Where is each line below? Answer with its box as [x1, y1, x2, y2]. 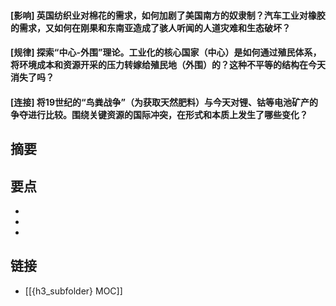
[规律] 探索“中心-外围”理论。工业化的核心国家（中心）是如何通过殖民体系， [10, 46, 322, 59]
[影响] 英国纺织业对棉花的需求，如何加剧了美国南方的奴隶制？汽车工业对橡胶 [10, 9, 326, 21]
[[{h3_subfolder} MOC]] [24, 285, 123, 297]
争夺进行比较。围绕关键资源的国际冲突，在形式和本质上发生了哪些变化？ [10, 108, 308, 120]
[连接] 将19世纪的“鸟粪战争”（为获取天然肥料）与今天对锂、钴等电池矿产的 [10, 96, 319, 108]
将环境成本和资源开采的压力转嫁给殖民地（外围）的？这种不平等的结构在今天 [10, 59, 326, 71]
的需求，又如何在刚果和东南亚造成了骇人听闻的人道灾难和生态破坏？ [10, 21, 291, 34]
